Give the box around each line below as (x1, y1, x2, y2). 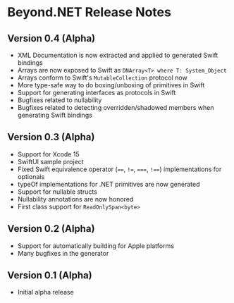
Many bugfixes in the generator (17, 249, 109, 257)
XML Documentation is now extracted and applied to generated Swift (17, 51, 218, 59)
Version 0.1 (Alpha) (7, 269, 93, 282)
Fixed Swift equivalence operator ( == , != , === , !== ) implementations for (17, 165, 222, 173)
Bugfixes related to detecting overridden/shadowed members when (17, 104, 214, 111)
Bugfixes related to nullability (17, 96, 102, 104)
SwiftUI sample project (17, 157, 84, 166)
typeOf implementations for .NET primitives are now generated (17, 180, 200, 188)
